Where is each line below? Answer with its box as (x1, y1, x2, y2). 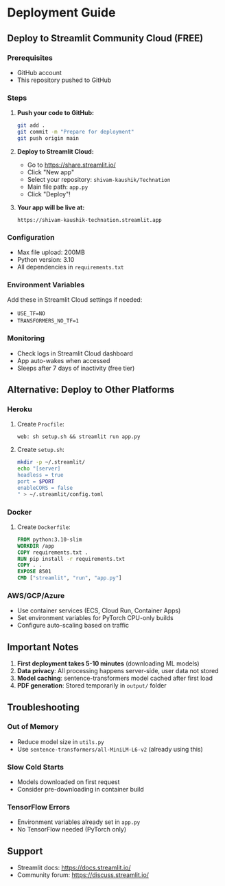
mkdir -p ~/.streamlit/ (16, 459, 86, 466)
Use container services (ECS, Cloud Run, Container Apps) (16, 606, 181, 615)
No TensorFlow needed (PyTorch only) (16, 825, 127, 834)
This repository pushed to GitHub (16, 76, 112, 84)
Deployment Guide (7, 5, 116, 21)
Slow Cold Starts (7, 762, 64, 772)
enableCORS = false (16, 484, 73, 491)
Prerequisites (7, 53, 53, 63)
